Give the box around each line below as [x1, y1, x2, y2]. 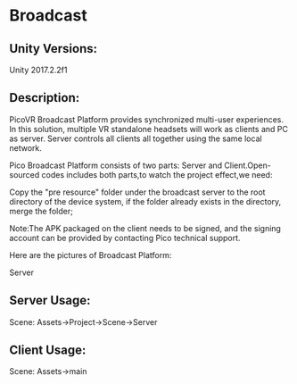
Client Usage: [9, 343, 87, 358]
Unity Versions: [9, 41, 98, 56]
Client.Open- [224, 160, 272, 171]
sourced [9, 169, 40, 179]
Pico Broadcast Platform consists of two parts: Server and [9, 160, 223, 171]
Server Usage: [9, 293, 91, 308]
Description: [9, 90, 80, 105]
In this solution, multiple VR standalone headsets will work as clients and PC [9, 123, 288, 134]
